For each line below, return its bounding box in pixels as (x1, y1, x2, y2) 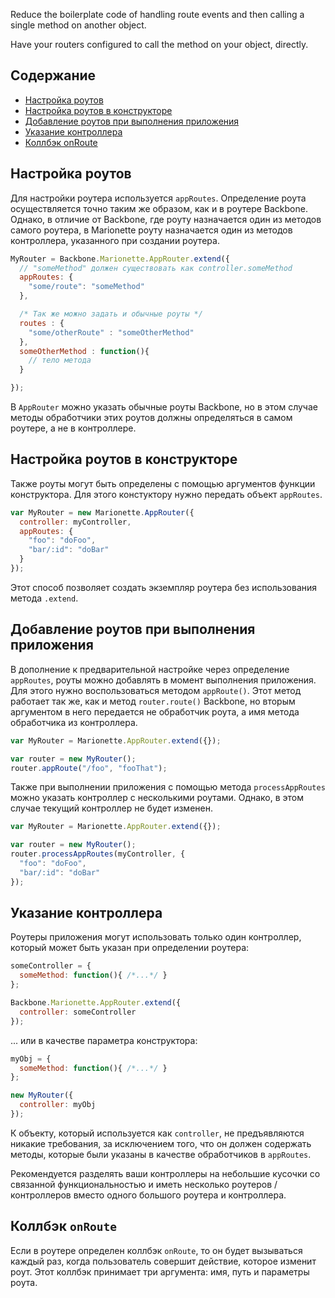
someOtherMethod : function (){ (19, 346, 150, 356)
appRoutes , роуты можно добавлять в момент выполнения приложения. (10, 674, 317, 686)
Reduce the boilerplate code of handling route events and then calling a (10, 9, 305, 20)
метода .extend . (10, 592, 79, 604)
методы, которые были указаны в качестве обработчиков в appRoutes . (10, 1148, 312, 1160)
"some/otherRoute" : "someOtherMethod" (28, 327, 195, 338)
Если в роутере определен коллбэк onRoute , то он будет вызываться (10, 1244, 303, 1256)
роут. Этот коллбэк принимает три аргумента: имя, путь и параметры (10, 1265, 310, 1278)
